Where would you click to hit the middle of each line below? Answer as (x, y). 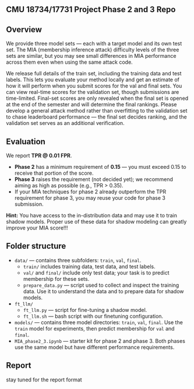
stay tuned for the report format (44, 380)
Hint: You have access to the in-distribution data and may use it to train (92, 216)
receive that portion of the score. (54, 173)
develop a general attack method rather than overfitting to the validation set (97, 111)
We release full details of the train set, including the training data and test (94, 74)
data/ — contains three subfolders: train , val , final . (78, 260)
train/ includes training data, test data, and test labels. (89, 266)
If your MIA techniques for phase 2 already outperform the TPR (90, 192)
